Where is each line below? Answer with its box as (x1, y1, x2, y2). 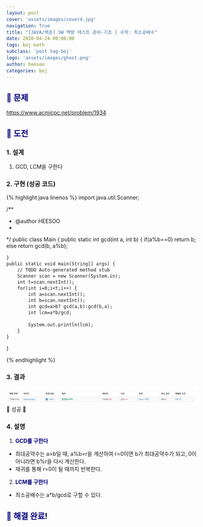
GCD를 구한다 (15, 437, 49, 445)
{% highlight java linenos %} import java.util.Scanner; (6, 194, 140, 201)
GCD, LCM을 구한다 (15, 163, 63, 170)
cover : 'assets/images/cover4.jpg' (6, 16, 97, 23)
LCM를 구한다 (15, 478, 49, 486)
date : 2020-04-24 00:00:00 (6, 35, 75, 42)
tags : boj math (6, 42, 45, 48)
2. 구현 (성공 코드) (6, 180, 56, 188)
